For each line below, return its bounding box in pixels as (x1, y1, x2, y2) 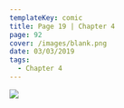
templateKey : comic (9, 13, 83, 23)
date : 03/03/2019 (9, 47, 75, 56)
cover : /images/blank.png (9, 38, 107, 48)
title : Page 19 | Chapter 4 (9, 22, 116, 31)
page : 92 (9, 30, 43, 39)
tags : (9, 55, 30, 64)
